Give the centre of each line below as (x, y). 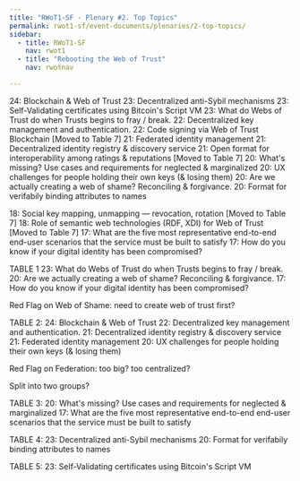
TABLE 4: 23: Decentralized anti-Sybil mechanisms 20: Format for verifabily (149, 439)
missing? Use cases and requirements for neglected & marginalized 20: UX (147, 167)
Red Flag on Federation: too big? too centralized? (100, 368)
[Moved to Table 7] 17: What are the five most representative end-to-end (143, 232)
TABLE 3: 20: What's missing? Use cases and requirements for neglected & (148, 403)
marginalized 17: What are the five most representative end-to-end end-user (150, 412)
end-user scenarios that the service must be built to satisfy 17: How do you (148, 242)
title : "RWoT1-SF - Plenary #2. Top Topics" (94, 17)
